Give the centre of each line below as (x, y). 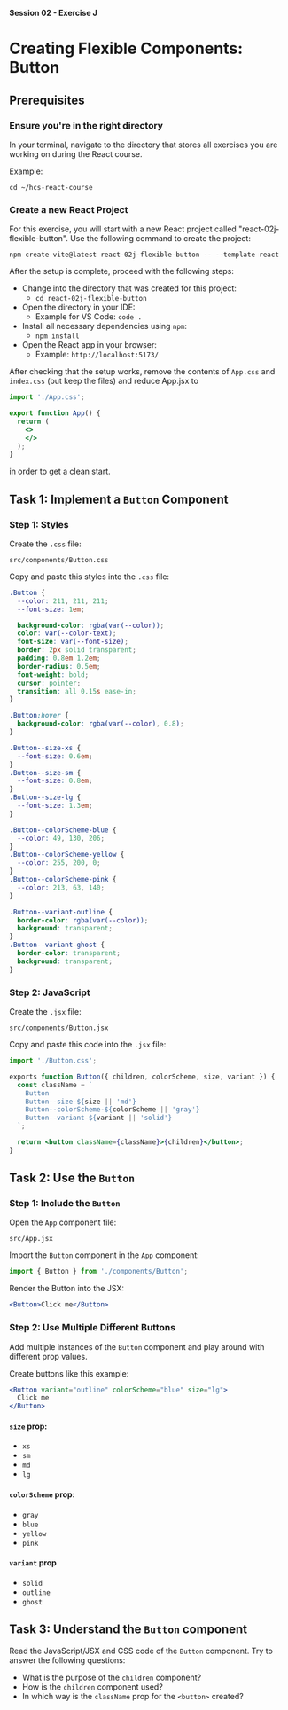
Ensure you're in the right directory (86, 125)
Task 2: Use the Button (72, 1178)
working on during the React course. (76, 153)
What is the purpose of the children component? (112, 1677)
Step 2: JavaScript (50, 992)
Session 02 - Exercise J (53, 13)
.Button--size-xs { (45, 748)
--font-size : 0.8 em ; (55, 781)
